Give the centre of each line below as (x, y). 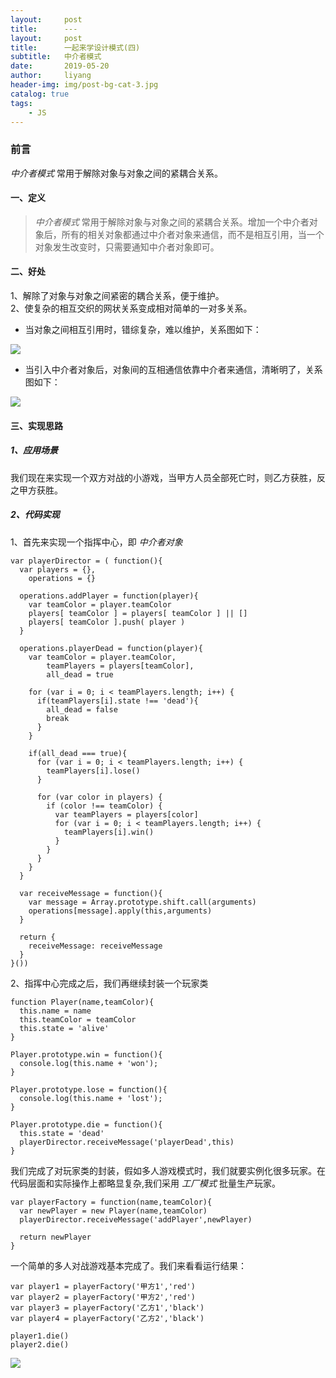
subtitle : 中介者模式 (56, 57)
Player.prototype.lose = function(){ (89, 1089)
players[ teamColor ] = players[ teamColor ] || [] (138, 613)
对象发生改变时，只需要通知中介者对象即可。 (127, 247)
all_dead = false (82, 709)
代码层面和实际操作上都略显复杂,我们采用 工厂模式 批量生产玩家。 (145, 1183)
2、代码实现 (35, 515)
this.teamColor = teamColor (78, 1019)
